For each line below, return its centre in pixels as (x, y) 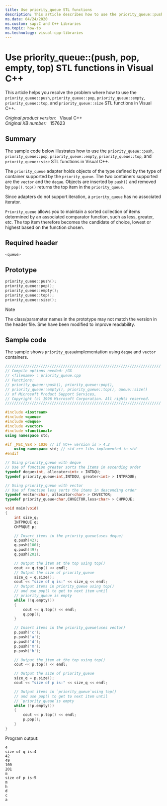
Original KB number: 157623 (35, 123)
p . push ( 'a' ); (28, 637)
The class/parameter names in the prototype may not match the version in (81, 319)
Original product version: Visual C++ (44, 118)
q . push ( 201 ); (28, 554)
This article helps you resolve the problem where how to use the (71, 92)
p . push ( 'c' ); (28, 632)
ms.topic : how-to (23, 28)
